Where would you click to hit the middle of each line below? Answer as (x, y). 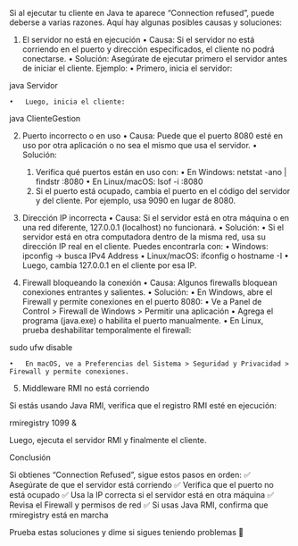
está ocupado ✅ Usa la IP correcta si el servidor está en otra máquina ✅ (142, 495)
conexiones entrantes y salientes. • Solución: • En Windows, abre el (147, 292)
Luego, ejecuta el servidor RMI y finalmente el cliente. (108, 440)
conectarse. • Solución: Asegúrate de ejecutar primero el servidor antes (155, 59)
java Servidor (33, 85)
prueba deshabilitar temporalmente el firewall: (107, 330)
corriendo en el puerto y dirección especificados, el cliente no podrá (148, 49)
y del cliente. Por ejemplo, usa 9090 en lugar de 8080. (136, 201)
